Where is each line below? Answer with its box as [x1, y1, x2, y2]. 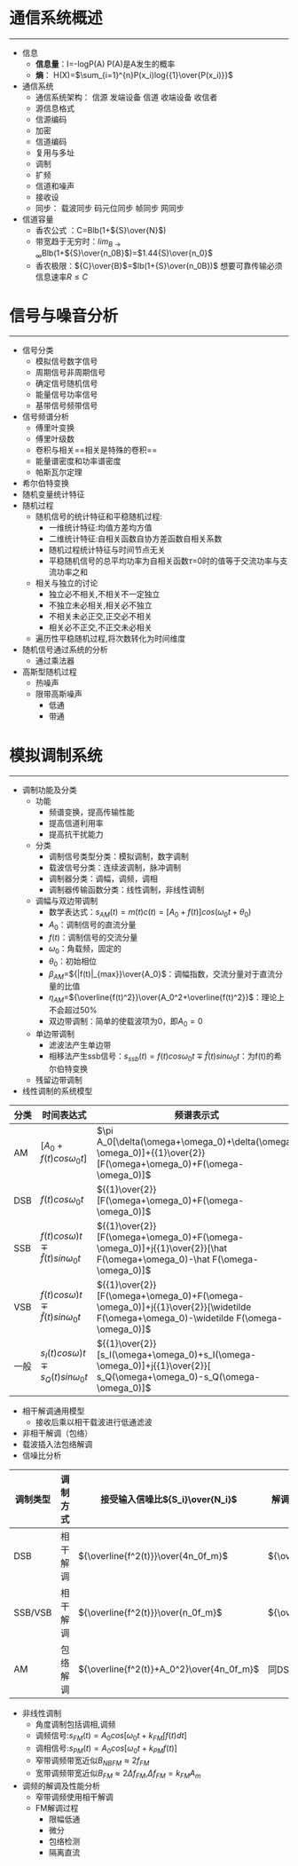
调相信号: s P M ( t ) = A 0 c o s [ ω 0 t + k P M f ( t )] [35, 1743, 177, 1755]
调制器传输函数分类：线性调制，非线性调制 [48, 885, 205, 895]
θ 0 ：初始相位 [48, 956, 98, 968]
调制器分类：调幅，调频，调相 [48, 873, 158, 884]
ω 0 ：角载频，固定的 [48, 943, 122, 956]
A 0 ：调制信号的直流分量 [48, 919, 137, 932]
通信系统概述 [9, 8, 104, 28]
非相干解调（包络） [21, 1428, 93, 1438]
